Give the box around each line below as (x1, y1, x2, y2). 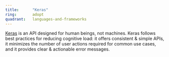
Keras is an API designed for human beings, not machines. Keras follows (5, 30, 156, 36)
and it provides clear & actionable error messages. (5, 46, 110, 52)
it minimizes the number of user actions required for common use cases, (5, 41, 156, 47)
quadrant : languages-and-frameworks (5, 16, 87, 21)
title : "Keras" (5, 7, 49, 12)
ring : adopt (5, 12, 44, 17)
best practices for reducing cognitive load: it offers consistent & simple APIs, (5, 35, 164, 41)
